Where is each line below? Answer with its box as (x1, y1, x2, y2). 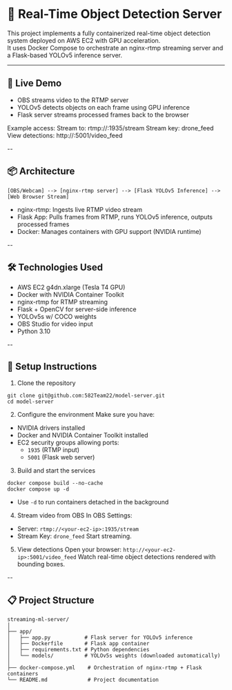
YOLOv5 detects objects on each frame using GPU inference (17, 103, 190, 111)
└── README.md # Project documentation (7, 676, 159, 683)
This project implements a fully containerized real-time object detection (7, 29, 211, 37)
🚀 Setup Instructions (7, 360, 97, 372)
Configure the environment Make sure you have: (17, 411, 155, 419)
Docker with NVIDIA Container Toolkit (17, 290, 124, 299)
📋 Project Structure (7, 594, 95, 606)
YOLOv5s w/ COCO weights (17, 313, 97, 321)
